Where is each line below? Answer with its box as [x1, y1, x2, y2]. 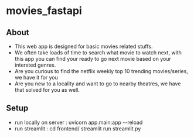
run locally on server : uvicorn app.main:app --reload [14, 119, 143, 126]
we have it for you [14, 74, 59, 81]
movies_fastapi [6, 4, 82, 18]
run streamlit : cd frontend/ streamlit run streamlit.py [14, 125, 141, 132]
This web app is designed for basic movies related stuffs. [14, 43, 153, 50]
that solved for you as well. [14, 87, 80, 93]
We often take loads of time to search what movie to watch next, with [14, 49, 182, 56]
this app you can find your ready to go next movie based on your [14, 56, 171, 62]
